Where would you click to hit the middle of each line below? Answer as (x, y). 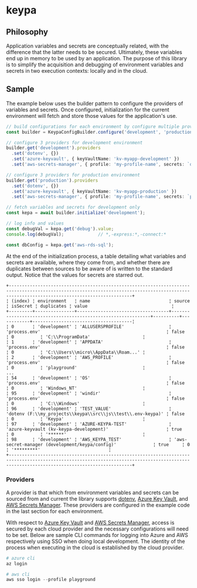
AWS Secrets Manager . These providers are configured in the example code (98, 505)
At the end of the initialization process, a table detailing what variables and (96, 256)
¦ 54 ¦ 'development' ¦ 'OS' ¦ (89, 378)
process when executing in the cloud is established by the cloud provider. (95, 547)
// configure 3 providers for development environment (74, 142)
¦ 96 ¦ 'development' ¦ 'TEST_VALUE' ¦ (89, 409)
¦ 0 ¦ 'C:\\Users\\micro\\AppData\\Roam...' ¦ (76, 352)
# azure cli (21, 558)
